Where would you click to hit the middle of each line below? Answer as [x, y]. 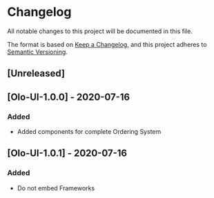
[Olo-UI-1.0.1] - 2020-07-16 [67, 154]
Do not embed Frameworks [56, 188]
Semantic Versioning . [37, 52]
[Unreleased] [36, 73]
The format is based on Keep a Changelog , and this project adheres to [107, 44]
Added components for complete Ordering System [89, 132]
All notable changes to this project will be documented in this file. [100, 31]
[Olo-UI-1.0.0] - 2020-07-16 [68, 97]
